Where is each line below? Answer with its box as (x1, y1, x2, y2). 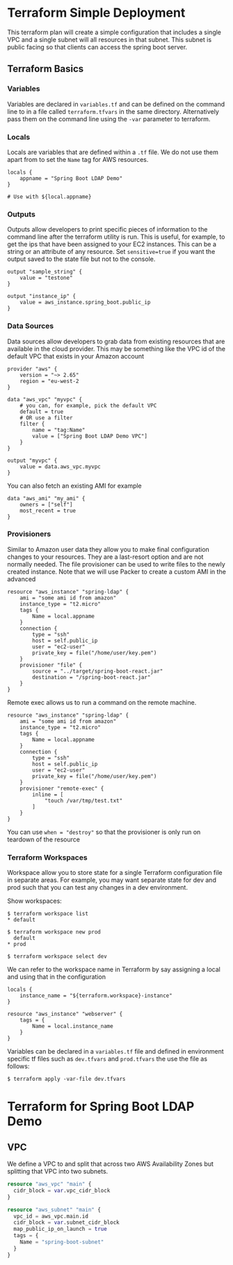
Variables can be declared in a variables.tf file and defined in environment (7, 1047, 224, 1056)
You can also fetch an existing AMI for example (7, 481, 143, 490)
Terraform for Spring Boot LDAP (7, 1099, 195, 1114)
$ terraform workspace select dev (7, 953, 108, 960)
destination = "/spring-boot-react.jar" (32, 673, 151, 681)
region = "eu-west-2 (19, 377, 79, 384)
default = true (19, 408, 64, 415)
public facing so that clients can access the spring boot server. (7, 43, 188, 51)
